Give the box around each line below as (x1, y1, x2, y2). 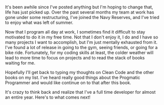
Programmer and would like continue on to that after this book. (5, 80, 131, 86)
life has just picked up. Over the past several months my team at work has (5, 9, 154, 15)
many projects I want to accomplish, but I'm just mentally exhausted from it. (5, 39, 158, 45)
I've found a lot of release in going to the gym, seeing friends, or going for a (5, 45, 158, 50)
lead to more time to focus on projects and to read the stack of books (5, 55, 145, 60)
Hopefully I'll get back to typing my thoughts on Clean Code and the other (5, 70, 154, 75)
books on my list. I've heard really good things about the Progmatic (5, 75, 141, 80)
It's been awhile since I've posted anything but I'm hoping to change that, (5, 4, 153, 10)
